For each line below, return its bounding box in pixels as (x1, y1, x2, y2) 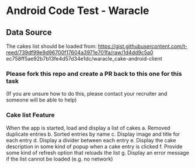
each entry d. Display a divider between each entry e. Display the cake (6, 136, 176, 143)
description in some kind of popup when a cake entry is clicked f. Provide (6, 143, 183, 150)
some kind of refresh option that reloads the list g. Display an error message (6, 149, 190, 156)
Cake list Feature (6, 111, 55, 119)
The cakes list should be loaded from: (6, 43, 97, 50)
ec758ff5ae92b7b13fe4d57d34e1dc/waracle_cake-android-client (6, 55, 162, 62)
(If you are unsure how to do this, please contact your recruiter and (6, 90, 168, 97)
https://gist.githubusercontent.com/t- (97, 43, 188, 50)
